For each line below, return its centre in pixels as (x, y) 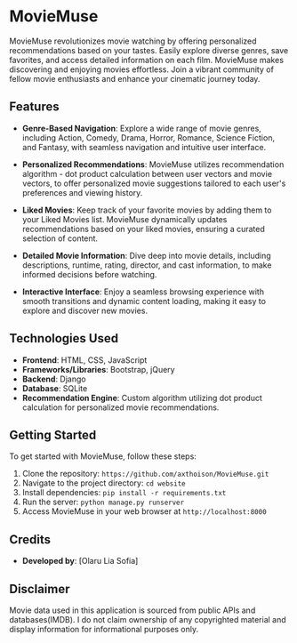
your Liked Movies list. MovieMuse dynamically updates (124, 219)
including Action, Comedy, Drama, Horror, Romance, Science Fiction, (148, 137)
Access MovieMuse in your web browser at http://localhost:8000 (144, 511)
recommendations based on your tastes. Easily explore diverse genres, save (149, 50)
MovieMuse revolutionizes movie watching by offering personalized (133, 41)
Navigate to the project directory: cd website (104, 483)
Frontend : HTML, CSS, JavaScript (84, 360)
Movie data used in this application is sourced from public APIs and (132, 610)
